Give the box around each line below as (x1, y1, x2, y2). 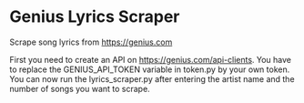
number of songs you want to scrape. (9, 83, 150, 94)
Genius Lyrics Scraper (9, 6, 180, 27)
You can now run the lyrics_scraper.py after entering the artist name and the (9, 73, 295, 84)
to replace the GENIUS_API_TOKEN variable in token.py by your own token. (9, 64, 290, 75)
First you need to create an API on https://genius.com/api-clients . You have (9, 54, 291, 65)
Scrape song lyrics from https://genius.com (9, 36, 173, 47)
